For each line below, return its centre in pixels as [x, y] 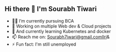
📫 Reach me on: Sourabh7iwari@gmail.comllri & [61, 37]
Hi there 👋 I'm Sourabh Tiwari [51, 9]
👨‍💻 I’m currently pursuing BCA [43, 21]
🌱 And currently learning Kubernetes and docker [61, 31]
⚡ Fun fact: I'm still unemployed [44, 44]
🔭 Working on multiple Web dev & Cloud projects [61, 26]
